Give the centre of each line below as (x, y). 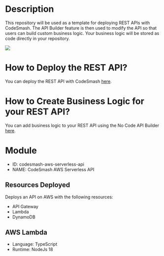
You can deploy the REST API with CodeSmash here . (58, 81)
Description (30, 9)
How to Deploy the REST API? (66, 68)
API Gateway (25, 206)
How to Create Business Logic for (75, 101)
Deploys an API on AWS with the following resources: (59, 197)
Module (21, 150)
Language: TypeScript (35, 244)
